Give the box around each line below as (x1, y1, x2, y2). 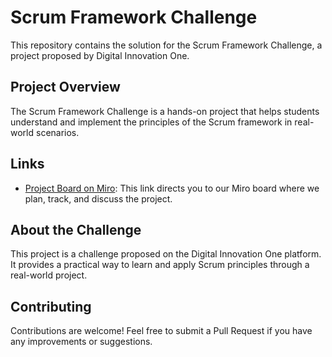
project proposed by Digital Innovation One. (10, 49, 190, 61)
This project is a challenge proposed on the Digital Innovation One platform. (10, 248, 322, 260)
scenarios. (35, 126, 80, 138)
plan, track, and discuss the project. (24, 192, 173, 205)
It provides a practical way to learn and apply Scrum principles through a (10, 259, 310, 271)
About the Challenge (10, 221, 142, 238)
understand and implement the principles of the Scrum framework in (10, 116, 293, 128)
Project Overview (10, 79, 121, 96)
